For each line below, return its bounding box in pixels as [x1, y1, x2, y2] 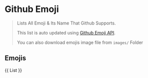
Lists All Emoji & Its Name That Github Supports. [16, 20, 116, 26]
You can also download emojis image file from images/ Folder [16, 39, 143, 45]
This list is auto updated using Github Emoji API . [16, 29, 116, 35]
